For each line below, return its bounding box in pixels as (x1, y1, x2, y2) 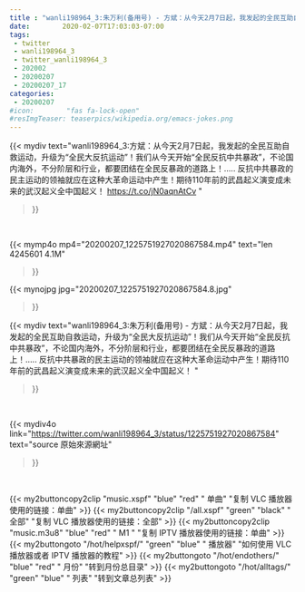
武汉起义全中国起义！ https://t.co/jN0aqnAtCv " (25, 186, 202, 197)
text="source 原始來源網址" (9, 439, 113, 450)
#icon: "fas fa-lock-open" (9, 106, 141, 115)
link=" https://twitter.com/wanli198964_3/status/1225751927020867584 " (9, 428, 280, 440)
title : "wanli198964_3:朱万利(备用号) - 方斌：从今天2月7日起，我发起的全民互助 (9, 13, 294, 23)
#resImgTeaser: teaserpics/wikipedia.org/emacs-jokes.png (9, 114, 233, 123)
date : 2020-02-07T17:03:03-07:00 (9, 22, 165, 31)
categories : (9, 89, 54, 98)
